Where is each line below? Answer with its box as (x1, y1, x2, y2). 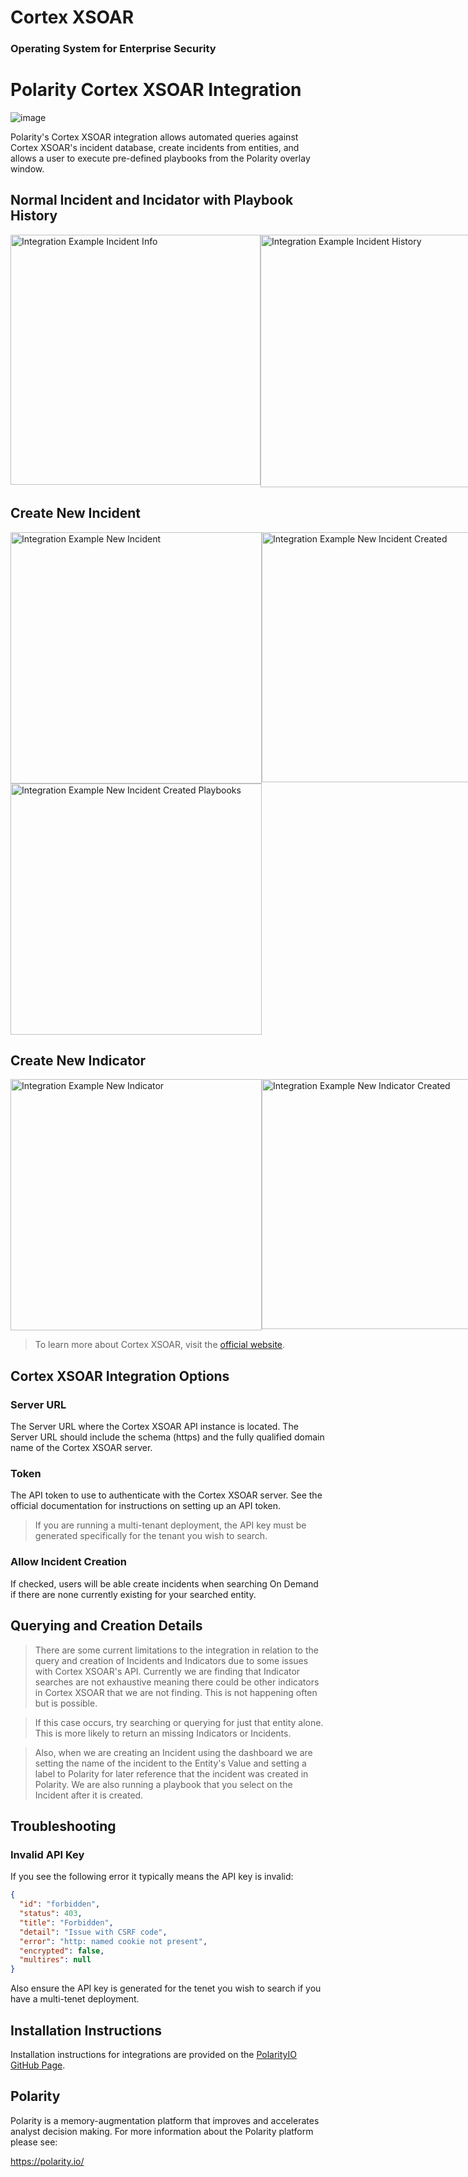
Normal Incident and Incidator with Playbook (10, 192, 294, 209)
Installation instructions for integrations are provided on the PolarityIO (10, 2048, 297, 2060)
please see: (10, 2136, 58, 2148)
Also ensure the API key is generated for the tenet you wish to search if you (10, 1982, 322, 1995)
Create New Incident (10, 505, 142, 522)
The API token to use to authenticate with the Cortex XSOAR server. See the (10, 1489, 323, 1501)
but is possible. (34, 1697, 98, 1709)
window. (10, 163, 45, 175)
